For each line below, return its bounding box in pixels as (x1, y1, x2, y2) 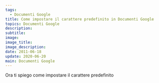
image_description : (5, 44, 46, 49)
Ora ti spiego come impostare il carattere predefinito (5, 72, 114, 78)
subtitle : (5, 30, 26, 35)
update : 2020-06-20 (5, 53, 46, 59)
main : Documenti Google (5, 58, 55, 63)
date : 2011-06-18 (5, 49, 42, 54)
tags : (5, 7, 17, 12)
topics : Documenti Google (5, 21, 59, 26)
